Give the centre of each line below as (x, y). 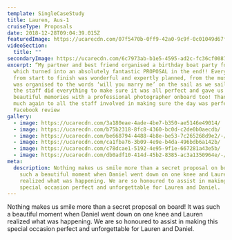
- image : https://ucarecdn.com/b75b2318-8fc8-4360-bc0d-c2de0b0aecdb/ (117, 129)
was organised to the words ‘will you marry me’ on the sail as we (113, 84)
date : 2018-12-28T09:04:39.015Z (54, 33)
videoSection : (28, 46)
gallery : (20, 116)
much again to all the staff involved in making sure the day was (111, 104)
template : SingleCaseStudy (46, 13)
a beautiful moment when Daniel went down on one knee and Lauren (105, 214)
